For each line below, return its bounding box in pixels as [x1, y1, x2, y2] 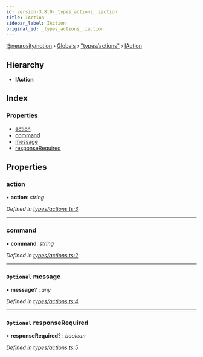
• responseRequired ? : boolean [6, 332, 86, 339]
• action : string [6, 194, 45, 201]
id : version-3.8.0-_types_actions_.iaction [6, 8, 118, 15]
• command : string [6, 240, 54, 247]
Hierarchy [6, 60, 45, 70]
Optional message [6, 272, 61, 281]
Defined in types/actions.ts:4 [6, 298, 79, 305]
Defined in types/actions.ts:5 [6, 344, 79, 351]
